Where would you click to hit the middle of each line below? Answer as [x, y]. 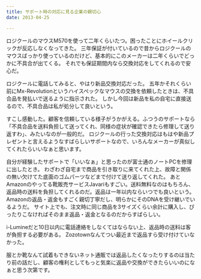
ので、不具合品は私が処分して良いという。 [64, 106]
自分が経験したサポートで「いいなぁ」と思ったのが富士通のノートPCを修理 [99, 161]
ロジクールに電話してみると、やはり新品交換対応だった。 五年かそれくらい [99, 83]
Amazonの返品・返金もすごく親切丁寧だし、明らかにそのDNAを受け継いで [98, 199]
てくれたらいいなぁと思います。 [46, 149]
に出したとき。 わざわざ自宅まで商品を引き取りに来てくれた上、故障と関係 [99, 169]
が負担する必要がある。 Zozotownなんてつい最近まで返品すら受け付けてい [98, 235]
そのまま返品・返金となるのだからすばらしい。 [106, 214]
